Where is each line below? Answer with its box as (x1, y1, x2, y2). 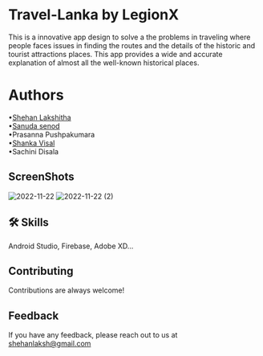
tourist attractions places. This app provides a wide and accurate (8, 49, 223, 59)
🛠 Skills (8, 215, 50, 230)
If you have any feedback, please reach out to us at (8, 330, 178, 340)
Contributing (8, 264, 74, 278)
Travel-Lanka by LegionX (8, 6, 179, 24)
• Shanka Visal (8, 138, 55, 148)
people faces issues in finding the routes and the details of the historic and (8, 40, 256, 50)
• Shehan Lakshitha (8, 113, 71, 122)
